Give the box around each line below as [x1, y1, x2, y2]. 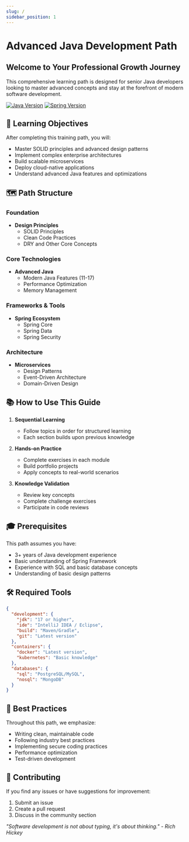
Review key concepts [23, 491, 75, 498]
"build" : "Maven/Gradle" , [16, 627, 80, 633]
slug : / [6, 8, 25, 15]
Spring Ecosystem [14, 315, 60, 322]
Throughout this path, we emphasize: [6, 719, 96, 726]
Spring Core [23, 321, 53, 328]
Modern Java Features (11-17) [23, 274, 95, 281]
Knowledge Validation [14, 480, 70, 487]
